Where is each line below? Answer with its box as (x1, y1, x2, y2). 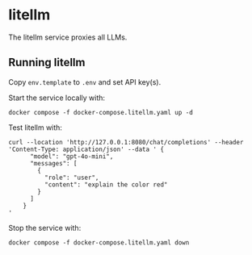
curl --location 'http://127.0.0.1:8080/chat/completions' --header (8, 138, 244, 146)
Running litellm (8, 56, 86, 69)
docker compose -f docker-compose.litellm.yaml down (8, 238, 190, 247)
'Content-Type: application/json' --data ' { (8, 145, 164, 153)
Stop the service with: (8, 223, 82, 232)
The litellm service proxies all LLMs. (8, 32, 128, 42)
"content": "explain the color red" (44, 180, 168, 189)
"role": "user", (44, 173, 99, 182)
